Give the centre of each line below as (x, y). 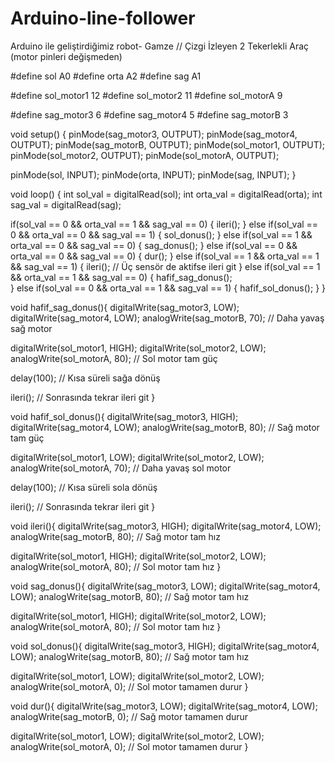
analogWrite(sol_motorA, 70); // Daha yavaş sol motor (121, 468)
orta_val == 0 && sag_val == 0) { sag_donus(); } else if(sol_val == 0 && (154, 245)
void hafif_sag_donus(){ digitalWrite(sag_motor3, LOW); (125, 307)
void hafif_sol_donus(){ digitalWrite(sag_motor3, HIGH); (124, 416)
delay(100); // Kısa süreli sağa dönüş (85, 378)
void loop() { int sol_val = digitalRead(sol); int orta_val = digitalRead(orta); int (166, 194)
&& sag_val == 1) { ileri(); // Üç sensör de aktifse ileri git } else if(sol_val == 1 (165, 266)
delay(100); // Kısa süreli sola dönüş (84, 487)
